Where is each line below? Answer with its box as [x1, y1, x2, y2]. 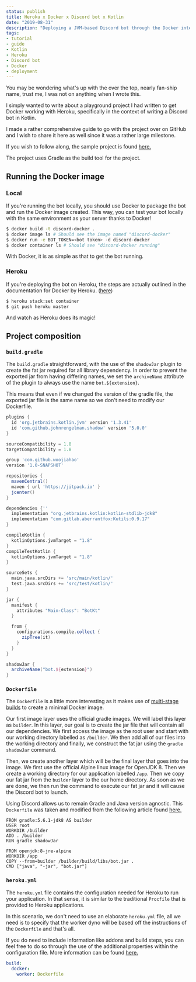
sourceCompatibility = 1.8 [6, 441, 72, 447]
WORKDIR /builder [6, 828, 48, 834]
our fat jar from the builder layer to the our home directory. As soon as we [6, 776, 185, 783]
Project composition [6, 331, 82, 341]
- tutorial [6, 36, 33, 42]
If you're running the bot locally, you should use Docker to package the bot [6, 202, 186, 209]
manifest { [11, 602, 38, 608]
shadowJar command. [6, 746, 57, 753]
